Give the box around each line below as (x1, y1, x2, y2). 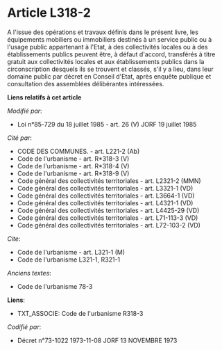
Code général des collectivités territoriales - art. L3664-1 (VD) (17, 191, 195, 200)
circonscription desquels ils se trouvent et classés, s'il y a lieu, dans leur (7, 65, 214, 73)
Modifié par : (7, 106, 43, 115)
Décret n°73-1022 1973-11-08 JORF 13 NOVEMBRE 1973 (17, 336, 178, 344)
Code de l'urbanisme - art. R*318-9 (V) (17, 169, 130, 177)
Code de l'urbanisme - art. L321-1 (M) (17, 248, 126, 256)
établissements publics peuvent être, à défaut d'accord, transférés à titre (7, 50, 216, 58)
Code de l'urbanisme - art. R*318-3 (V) (17, 154, 130, 163)
